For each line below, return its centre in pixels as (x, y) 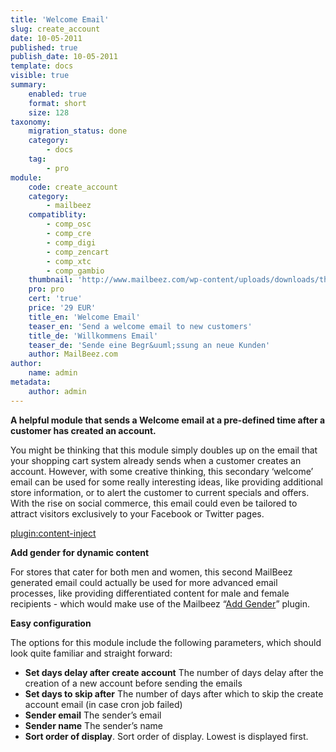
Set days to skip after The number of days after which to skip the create (174, 693)
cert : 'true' (55, 299)
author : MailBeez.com (73, 354)
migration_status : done (78, 131)
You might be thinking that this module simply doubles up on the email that (164, 450)
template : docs (42, 66)
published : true (44, 47)
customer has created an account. (83, 430)
